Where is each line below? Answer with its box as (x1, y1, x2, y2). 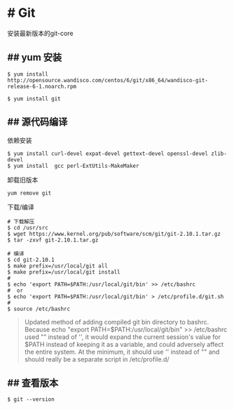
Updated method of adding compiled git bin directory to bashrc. (24, 317, 209, 326)
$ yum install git (7, 95, 61, 102)
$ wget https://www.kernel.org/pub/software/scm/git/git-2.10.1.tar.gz (7, 230, 221, 237)
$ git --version (7, 396, 55, 403)
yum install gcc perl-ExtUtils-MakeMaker (13, 162, 139, 169)
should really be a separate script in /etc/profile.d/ (24, 355, 170, 363)
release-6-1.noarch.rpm (7, 83, 77, 90)
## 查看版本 (7, 377, 59, 389)
